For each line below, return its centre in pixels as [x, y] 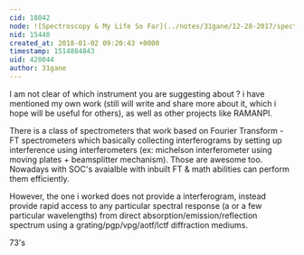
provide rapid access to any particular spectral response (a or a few [136, 205]
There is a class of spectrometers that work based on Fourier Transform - [147, 130]
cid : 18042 [30, 18]
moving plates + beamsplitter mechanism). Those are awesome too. [136, 159]
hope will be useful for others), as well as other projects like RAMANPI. [141, 113]
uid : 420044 [32, 60]
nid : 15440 [30, 34]
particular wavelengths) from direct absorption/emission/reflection [133, 215]
